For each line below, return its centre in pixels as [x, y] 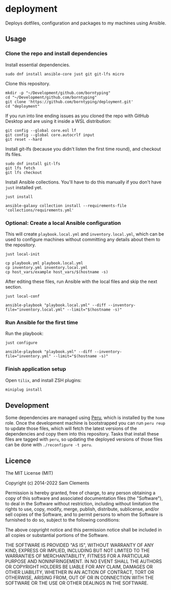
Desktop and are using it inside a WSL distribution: [58, 121]
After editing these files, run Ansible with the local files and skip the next [81, 281]
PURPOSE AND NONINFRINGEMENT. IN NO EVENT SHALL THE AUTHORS [84, 561]
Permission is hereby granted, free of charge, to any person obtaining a [80, 493]
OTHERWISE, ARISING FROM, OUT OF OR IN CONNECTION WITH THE [80, 578]
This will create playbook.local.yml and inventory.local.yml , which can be [85, 234]
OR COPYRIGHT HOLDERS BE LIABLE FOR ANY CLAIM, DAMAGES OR [79, 567]
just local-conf [22, 296]
